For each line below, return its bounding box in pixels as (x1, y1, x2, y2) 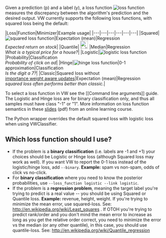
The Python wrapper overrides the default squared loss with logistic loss (5, 116, 154, 121)
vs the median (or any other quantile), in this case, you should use (12, 222, 147, 228)
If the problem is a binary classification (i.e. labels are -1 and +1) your (12, 148, 156, 154)
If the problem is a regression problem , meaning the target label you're (12, 185, 158, 191)
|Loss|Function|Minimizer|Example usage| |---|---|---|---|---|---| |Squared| (5, 30, 160, 36)
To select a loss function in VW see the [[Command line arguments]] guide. (5, 91, 159, 96)
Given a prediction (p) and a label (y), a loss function (5, 5, 112, 10)
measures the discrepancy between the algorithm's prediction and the (5, 10, 149, 16)
